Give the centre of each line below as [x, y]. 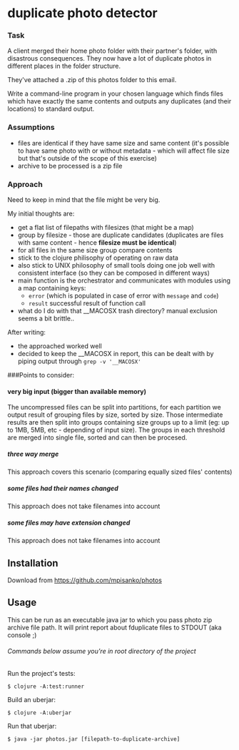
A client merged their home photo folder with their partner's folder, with [112, 51]
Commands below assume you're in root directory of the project [102, 652]
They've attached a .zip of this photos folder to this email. [92, 80]
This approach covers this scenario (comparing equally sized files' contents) [120, 472]
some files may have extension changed [69, 522]
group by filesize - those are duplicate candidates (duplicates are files [121, 235]
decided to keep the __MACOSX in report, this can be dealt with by [116, 354]
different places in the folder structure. [64, 66]
